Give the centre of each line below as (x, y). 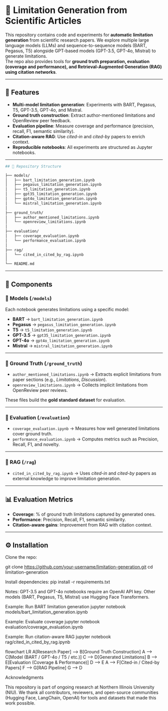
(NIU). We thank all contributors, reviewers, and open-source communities (82, 692)
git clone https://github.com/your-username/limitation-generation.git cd (79, 567)
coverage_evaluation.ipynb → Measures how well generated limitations (86, 428)
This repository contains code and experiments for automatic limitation (79, 35)
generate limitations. (26, 56)
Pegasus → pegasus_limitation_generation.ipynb (64, 324)
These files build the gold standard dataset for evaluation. (65, 400)
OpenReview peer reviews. (40, 390)
